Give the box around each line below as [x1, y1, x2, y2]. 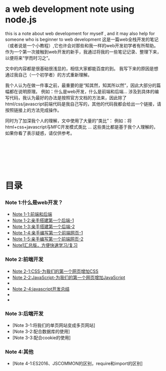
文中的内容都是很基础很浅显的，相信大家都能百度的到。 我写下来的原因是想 [5, 66, 159, 72]
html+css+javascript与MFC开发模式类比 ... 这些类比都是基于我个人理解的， [5, 124, 158, 130]
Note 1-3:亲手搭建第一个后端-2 [12, 223, 75, 229]
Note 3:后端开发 [5, 310, 44, 317]
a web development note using [5, 3, 135, 15]
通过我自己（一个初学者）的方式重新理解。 [5, 72, 92, 77]
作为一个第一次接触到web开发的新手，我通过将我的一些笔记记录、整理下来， [5, 49, 162, 55]
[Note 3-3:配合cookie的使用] [12, 335, 71, 341]
